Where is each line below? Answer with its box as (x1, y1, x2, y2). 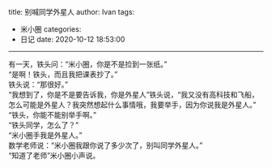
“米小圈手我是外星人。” (8, 131, 83, 140)
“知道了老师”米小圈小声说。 (8, 151, 100, 160)
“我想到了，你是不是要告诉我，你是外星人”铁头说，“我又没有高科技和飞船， (8, 90, 259, 99)
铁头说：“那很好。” (8, 80, 69, 89)
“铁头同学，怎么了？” (8, 120, 79, 130)
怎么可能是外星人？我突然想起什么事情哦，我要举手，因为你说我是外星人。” (8, 100, 257, 110)
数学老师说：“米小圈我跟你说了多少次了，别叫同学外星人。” (8, 140, 203, 150)
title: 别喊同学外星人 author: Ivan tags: (8, 7, 135, 16)
